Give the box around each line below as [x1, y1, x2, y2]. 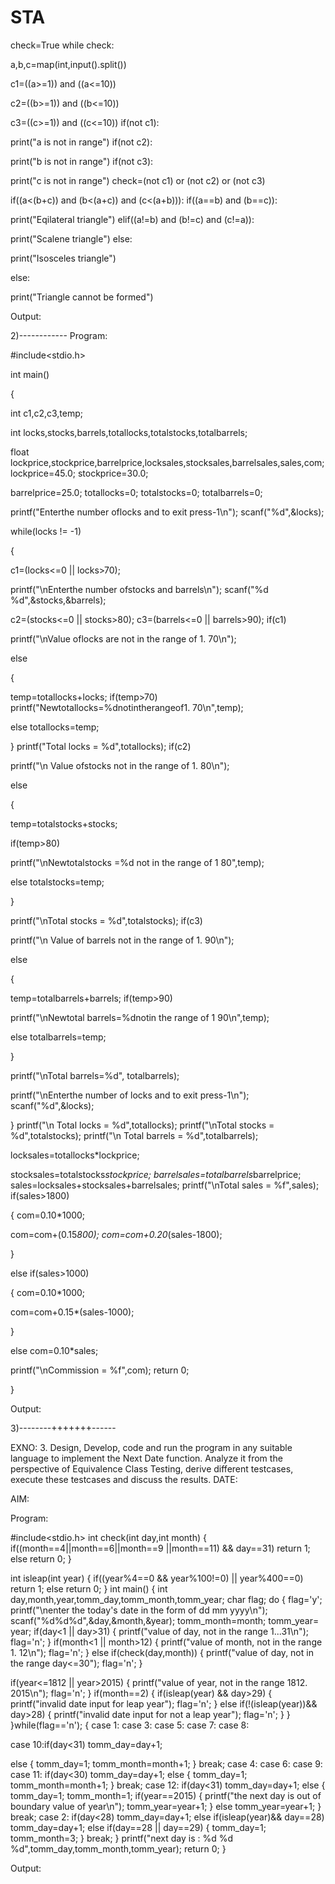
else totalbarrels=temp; [10, 1031, 107, 1043]
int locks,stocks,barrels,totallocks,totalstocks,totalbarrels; [10, 426, 248, 438]
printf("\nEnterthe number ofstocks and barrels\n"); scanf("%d [10, 583, 269, 595]
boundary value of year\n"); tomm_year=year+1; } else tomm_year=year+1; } [10, 1800, 322, 1812]
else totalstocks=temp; [10, 876, 105, 888]
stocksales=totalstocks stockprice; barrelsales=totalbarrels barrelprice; [10, 1168, 302, 1180]
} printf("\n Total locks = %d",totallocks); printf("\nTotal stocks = [10, 1119, 275, 1131]
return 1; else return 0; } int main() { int [10, 1582, 168, 1595]
